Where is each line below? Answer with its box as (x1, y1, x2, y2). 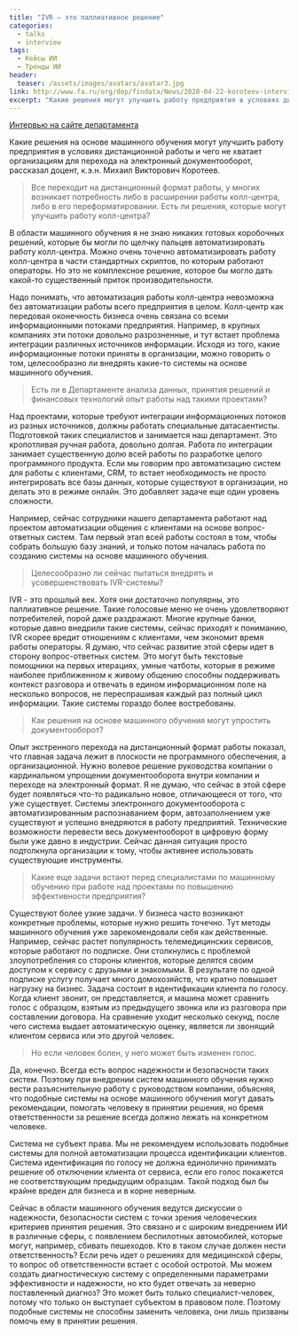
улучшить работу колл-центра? (30, 210, 151, 222)
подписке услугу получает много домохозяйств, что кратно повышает (9, 974, 278, 985)
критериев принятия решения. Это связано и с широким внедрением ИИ (9, 1222, 288, 1232)
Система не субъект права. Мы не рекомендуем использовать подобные (9, 1138, 289, 1149)
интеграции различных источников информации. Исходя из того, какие (9, 339, 281, 350)
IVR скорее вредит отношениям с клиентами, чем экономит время (9, 632, 264, 643)
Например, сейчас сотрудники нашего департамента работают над (9, 513, 268, 524)
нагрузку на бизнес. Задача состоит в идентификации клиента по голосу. (9, 983, 288, 994)
